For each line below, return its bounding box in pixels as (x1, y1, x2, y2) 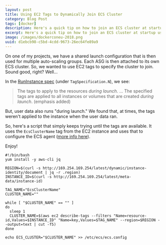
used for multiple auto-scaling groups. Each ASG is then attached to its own (5, 58, 160, 64)
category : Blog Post (5, 16, 48, 21)
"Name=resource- (113, 213, 147, 218)
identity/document (5, 170, 43, 175)
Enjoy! (5, 143, 18, 149)
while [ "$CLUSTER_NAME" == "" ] (5, 200, 74, 205)
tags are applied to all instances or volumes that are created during (17, 93, 154, 99)
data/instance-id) (5, 179, 43, 184)
